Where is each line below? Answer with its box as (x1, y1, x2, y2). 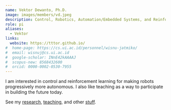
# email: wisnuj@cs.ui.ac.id (5, 50, 70, 55)
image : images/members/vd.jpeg (5, 12, 72, 17)
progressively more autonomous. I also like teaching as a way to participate (5, 84, 163, 90)
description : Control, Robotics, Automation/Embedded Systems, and (5, 17, 152, 22)
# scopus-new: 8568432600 (5, 60, 63, 65)
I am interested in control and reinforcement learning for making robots (5, 78, 154, 85)
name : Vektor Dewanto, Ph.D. (5, 7, 67, 13)
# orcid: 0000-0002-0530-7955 (5, 64, 72, 69)
